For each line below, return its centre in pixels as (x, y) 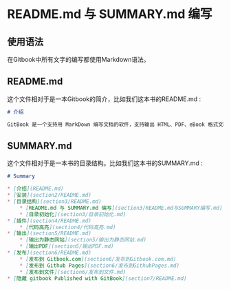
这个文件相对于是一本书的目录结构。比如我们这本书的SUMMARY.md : (105, 163)
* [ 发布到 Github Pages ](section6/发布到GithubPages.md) (100, 266)
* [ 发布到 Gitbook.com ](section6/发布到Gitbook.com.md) (98, 259)
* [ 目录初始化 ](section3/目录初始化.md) (73, 214)
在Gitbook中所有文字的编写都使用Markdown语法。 (78, 60)
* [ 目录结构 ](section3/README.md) (54, 202)
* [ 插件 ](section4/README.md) (49, 221)
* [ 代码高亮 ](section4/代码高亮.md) (68, 227)
